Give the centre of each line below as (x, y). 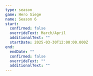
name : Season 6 (21, 19)
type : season (19, 10)
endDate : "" (22, 51)
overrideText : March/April (38, 33)
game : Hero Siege (23, 14)
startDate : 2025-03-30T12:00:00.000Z (49, 42)
